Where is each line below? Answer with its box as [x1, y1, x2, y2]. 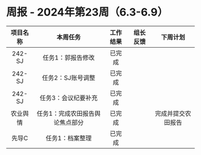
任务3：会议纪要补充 [39, 94, 98, 102]
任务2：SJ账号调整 [41, 73, 96, 82]
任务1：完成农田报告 [36, 109, 95, 117]
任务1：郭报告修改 [42, 53, 95, 61]
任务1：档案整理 [45, 134, 92, 142]
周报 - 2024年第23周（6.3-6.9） [6, 5, 169, 19]
